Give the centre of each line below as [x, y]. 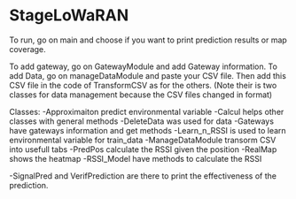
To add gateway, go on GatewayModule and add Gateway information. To [143, 66]
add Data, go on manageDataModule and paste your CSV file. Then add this [148, 75]
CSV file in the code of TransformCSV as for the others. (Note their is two [143, 85]
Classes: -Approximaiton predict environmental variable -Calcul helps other [147, 111]
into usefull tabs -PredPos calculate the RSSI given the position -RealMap [143, 149]
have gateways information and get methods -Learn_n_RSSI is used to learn [148, 130]
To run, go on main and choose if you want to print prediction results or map [148, 40]
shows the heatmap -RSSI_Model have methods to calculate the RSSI [136, 158]
